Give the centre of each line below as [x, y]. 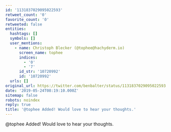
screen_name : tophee [41, 52]
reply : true [18, 105]
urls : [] [19, 81]
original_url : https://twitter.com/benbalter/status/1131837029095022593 [86, 86]
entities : [16, 29]
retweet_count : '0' [26, 15]
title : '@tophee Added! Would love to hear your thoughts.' [71, 110]
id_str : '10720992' [39, 72]
